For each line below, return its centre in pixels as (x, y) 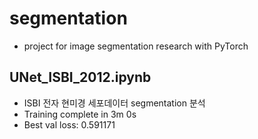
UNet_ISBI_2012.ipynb (80, 77)
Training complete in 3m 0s (80, 114)
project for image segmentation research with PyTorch (136, 46)
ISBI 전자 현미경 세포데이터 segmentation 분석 (114, 103)
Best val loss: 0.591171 (69, 124)
